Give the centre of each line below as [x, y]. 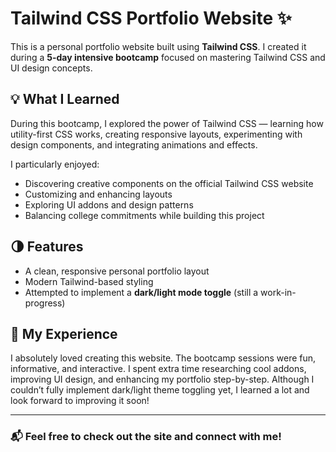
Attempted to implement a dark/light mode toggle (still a [141, 292]
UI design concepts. [51, 68]
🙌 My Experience [64, 333]
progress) [45, 303]
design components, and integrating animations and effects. [134, 144]
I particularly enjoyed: [55, 164]
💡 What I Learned [65, 99]
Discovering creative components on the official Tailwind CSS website [169, 183]
